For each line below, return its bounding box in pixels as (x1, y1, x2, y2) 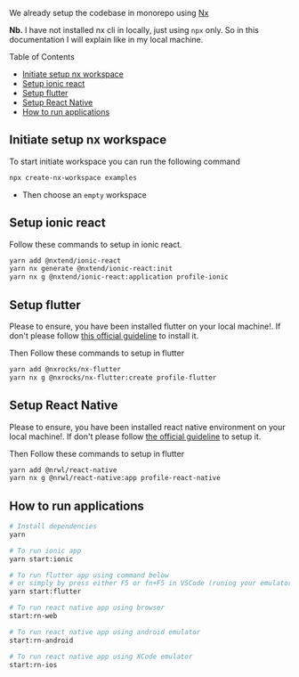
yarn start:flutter (9, 587, 82, 596)
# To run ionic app (9, 546, 82, 555)
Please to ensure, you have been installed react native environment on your (9, 421, 287, 432)
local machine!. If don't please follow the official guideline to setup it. (9, 431, 262, 442)
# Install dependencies (9, 522, 98, 531)
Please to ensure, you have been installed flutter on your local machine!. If (9, 321, 281, 331)
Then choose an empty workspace (21, 189, 147, 200)
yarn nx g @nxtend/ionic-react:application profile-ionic (9, 273, 229, 281)
